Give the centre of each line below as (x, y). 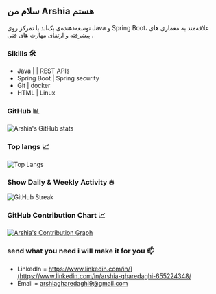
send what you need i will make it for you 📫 (81, 251)
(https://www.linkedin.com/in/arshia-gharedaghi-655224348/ (104, 276)
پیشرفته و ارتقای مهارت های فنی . (50, 35)
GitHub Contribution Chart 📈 (56, 215)
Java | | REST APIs (43, 71)
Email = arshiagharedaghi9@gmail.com (72, 283)
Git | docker (34, 86)
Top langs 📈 (28, 147)
